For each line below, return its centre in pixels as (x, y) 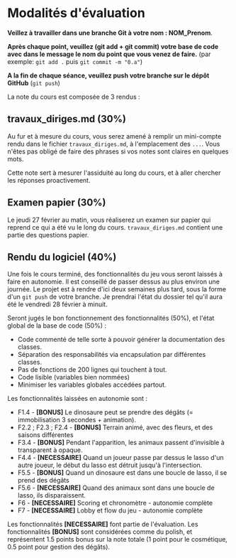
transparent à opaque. (50, 450)
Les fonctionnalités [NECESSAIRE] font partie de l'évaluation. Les (103, 525)
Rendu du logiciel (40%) (62, 257)
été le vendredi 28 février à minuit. (57, 304)
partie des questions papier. (48, 235)
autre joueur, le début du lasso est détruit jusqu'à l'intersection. (110, 465)
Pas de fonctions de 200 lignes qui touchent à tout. (92, 370)
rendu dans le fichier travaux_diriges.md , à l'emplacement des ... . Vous (114, 144)
